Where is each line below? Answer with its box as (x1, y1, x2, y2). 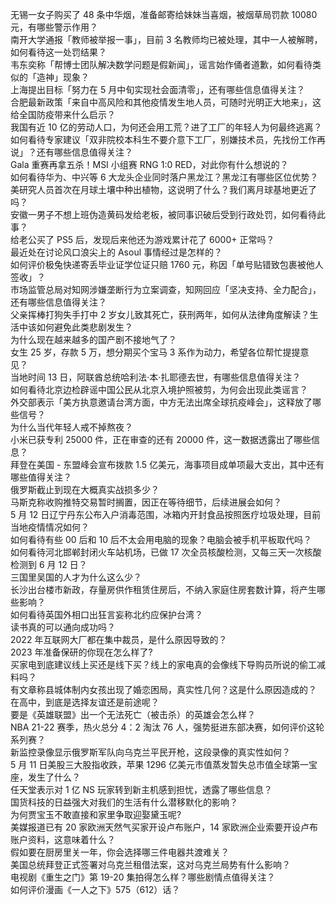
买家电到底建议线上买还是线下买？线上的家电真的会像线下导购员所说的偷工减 (10, 659, 326, 670)
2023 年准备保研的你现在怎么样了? (10, 646, 153, 658)
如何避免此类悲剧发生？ (36, 321, 133, 333)
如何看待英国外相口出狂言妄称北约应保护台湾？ (10, 609, 203, 620)
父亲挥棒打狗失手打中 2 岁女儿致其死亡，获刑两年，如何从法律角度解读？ (10, 309, 310, 320)
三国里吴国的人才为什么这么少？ (10, 571, 142, 583)
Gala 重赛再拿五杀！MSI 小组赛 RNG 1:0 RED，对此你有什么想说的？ (10, 159, 289, 170)
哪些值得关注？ (10, 471, 72, 483)
